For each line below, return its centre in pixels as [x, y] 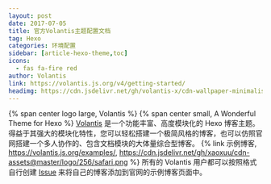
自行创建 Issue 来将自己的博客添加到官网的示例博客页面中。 [108, 172]
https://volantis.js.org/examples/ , [63, 153]
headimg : [23, 91]
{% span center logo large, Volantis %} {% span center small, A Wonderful [132, 114]
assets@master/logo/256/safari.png [68, 162]
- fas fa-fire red [47, 69]
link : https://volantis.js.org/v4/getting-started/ [97, 83]
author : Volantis [38, 76]
